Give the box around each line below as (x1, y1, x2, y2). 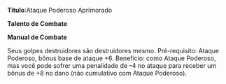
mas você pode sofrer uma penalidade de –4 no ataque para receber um (7, 62, 217, 69)
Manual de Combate (7, 33, 68, 41)
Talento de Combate (7, 20, 68, 27)
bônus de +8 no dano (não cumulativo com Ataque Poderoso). (7, 69, 188, 77)
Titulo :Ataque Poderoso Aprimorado (7, 6, 113, 14)
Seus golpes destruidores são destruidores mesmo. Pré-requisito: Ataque (7, 47, 220, 55)
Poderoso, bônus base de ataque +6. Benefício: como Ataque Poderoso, (7, 54, 216, 62)
